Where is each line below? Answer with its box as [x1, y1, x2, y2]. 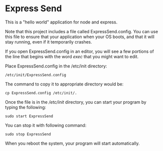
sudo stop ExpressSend [5, 131, 51, 137]
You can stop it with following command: [5, 122, 87, 128]
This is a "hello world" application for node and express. [5, 19, 118, 25]
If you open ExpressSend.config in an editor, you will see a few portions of [5, 48, 154, 54]
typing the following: [5, 104, 46, 110]
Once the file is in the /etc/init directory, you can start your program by [5, 99, 147, 105]
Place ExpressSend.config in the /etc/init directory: [5, 63, 107, 69]
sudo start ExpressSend [5, 113, 54, 119]
